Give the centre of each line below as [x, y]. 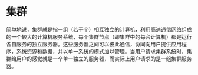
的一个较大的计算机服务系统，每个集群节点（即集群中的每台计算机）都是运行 [99, 36]
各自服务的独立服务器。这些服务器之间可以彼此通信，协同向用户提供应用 [94, 44]
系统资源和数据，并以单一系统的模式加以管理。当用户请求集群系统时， [101, 51]
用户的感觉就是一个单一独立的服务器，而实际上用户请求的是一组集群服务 [104, 59]
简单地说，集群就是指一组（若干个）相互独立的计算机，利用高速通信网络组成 [99, 29]
